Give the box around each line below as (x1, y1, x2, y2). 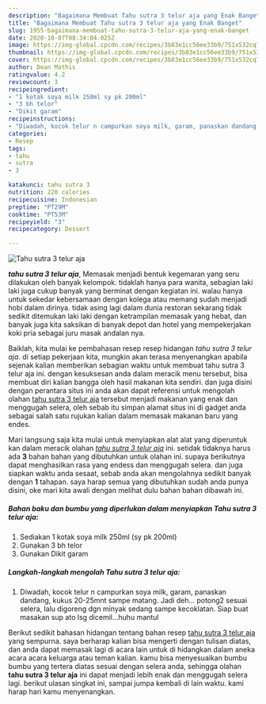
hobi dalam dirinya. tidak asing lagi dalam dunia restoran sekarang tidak (8, 303, 242, 313)
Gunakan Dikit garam (19, 549, 89, 559)
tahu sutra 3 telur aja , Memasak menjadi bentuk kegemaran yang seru (8, 269, 240, 279)
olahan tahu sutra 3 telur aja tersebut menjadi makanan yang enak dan (8, 394, 238, 404)
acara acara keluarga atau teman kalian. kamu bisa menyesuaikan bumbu (8, 653, 248, 663)
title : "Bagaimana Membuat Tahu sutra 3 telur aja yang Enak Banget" (8, 19, 243, 27)
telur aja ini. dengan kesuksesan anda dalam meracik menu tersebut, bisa (8, 369, 248, 379)
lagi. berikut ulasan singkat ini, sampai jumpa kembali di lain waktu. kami (8, 679, 244, 688)
